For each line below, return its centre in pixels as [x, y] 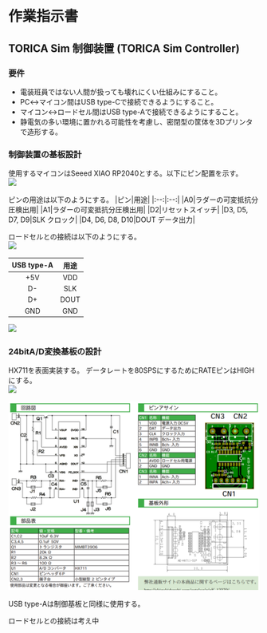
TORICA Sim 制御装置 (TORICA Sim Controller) [124, 48]
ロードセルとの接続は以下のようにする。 [75, 237]
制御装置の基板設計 [45, 154]
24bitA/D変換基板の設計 [55, 352]
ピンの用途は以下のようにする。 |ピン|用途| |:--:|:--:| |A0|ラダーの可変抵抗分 [133, 200]
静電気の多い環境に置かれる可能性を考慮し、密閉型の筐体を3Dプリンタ [136, 121]
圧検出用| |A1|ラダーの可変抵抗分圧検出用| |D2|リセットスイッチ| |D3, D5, [128, 210]
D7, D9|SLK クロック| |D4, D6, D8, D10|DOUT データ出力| [102, 220]
